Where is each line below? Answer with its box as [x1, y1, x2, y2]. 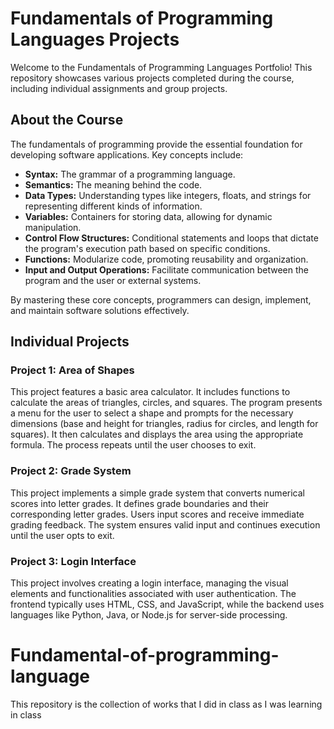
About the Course [10, 112, 124, 129]
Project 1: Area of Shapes [10, 363, 135, 377]
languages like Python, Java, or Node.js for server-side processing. [10, 609, 288, 621]
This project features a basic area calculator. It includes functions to [10, 386, 291, 398]
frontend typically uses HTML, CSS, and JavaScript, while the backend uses [10, 598, 325, 611]
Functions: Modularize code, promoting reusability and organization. [24, 253, 309, 265]
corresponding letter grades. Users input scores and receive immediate [10, 508, 305, 520]
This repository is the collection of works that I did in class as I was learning [10, 698, 323, 710]
